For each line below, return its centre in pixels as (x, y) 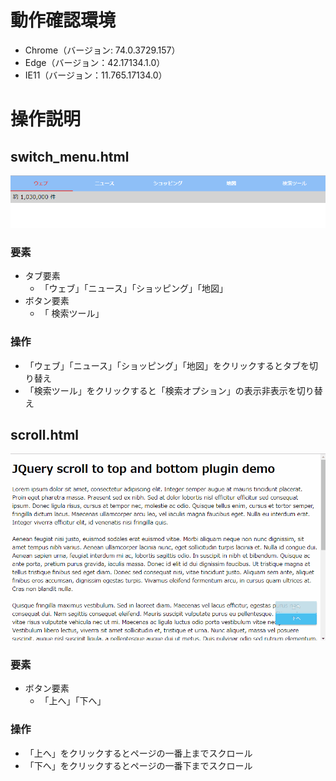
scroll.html (45, 435)
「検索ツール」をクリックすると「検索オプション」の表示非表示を (160, 390)
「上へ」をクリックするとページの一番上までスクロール (138, 753)
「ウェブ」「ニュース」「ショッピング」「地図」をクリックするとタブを (167, 365)
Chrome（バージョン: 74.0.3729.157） (102, 50)
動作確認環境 (63, 20)
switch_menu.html (70, 156)
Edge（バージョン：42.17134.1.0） (95, 62)
